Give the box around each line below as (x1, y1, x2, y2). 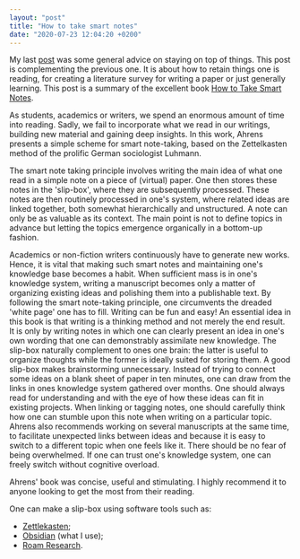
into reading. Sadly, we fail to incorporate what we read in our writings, (9, 119, 270, 130)
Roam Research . (21, 540, 83, 551)
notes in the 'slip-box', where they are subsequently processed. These (9, 185, 270, 196)
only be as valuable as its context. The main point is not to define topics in (9, 213, 283, 224)
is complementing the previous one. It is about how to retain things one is (9, 64, 280, 74)
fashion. (9, 232, 39, 243)
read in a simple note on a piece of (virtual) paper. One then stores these (9, 175, 278, 186)
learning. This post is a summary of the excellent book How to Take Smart (9, 83, 282, 94)
